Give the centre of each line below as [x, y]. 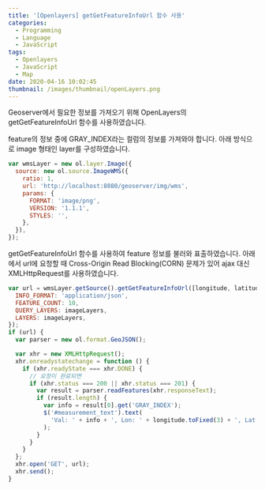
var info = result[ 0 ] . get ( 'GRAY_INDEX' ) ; [112, 405]
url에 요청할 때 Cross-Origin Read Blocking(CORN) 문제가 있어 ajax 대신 [136, 263]
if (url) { [26, 333]
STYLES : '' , [49, 215]
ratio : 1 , [39, 179]
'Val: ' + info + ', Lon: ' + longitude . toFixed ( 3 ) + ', [146, 420]
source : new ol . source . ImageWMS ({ [72, 171]
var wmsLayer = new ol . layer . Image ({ [70, 164]
